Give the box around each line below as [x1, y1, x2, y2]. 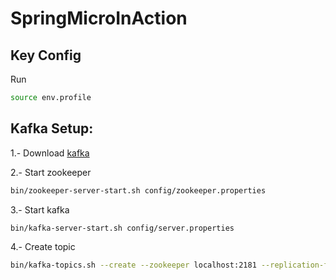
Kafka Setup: [10, 120, 94, 137]
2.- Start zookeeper [10, 166, 92, 178]
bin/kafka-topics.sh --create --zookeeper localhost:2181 [10, 260, 257, 271]
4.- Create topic [10, 241, 76, 253]
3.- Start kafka [10, 203, 70, 216]
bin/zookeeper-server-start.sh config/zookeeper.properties [10, 185, 267, 196]
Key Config [10, 47, 82, 64]
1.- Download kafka [10, 147, 90, 159]
